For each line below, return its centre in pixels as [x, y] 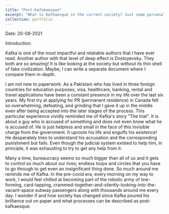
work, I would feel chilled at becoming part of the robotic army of [72, 180]
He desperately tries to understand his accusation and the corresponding [81, 138]
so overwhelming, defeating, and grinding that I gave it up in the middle [79, 106]
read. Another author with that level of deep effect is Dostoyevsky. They [80, 58]
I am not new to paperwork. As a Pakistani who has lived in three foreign [80, 84]
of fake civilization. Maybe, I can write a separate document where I [75, 69]
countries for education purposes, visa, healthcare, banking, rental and [79, 90]
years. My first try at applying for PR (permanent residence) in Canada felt [82, 100]
